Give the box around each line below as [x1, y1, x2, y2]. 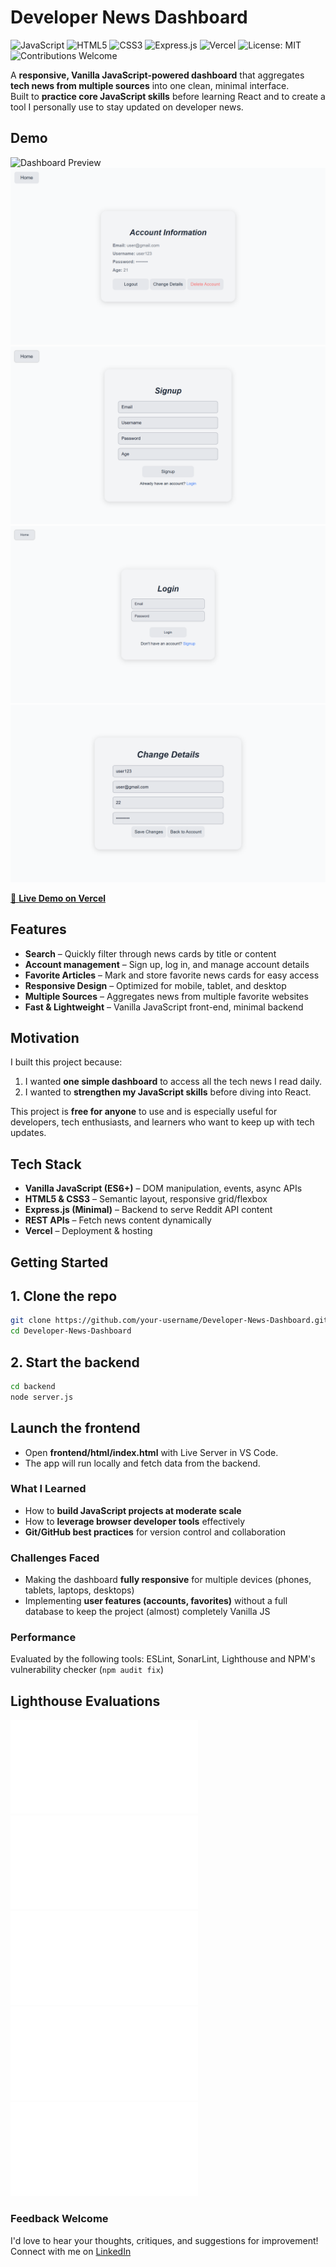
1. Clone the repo [10, 1287, 118, 1305]
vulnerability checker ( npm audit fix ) [10, 1664, 164, 1676]
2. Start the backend [10, 1354, 140, 1371]
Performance [10, 1631, 77, 1645]
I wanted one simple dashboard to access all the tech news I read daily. [24, 1076, 322, 1088]
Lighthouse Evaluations [10, 1692, 161, 1710]
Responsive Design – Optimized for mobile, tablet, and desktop [24, 979, 287, 991]
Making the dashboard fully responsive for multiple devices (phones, [24, 1574, 312, 1586]
